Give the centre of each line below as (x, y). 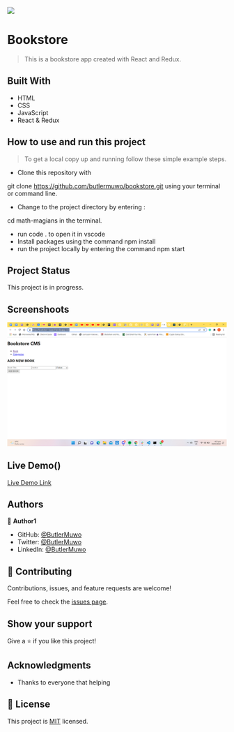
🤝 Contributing (40, 571)
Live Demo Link (30, 482)
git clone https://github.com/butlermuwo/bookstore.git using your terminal (114, 186)
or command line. (32, 193)
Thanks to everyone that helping (64, 682)
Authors (25, 504)
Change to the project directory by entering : (81, 207)
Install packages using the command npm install (86, 241)
